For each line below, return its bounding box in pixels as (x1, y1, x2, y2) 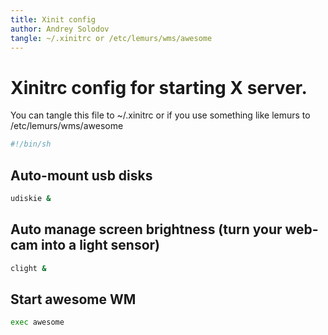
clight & (10, 263, 47, 273)
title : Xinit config (10, 14, 97, 25)
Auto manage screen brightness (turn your (10, 221, 283, 238)
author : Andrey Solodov (10, 24, 110, 34)
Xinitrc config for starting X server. (10, 76, 308, 99)
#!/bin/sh (10, 139, 52, 150)
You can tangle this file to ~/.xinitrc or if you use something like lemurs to (10, 109, 311, 121)
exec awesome (10, 317, 65, 328)
